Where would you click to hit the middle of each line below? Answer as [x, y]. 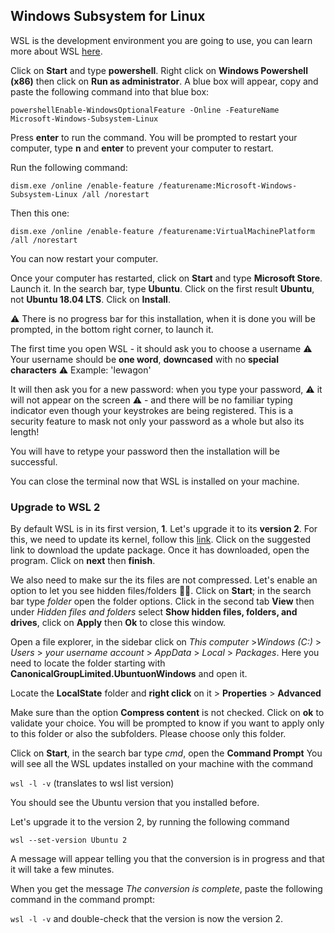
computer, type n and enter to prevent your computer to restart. [142, 148]
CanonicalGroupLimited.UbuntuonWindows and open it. [129, 674]
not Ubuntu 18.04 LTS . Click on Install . [90, 299]
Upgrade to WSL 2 [55, 507]
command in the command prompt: [83, 900]
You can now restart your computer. [84, 258]
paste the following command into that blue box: [110, 91]
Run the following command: [69, 167]
